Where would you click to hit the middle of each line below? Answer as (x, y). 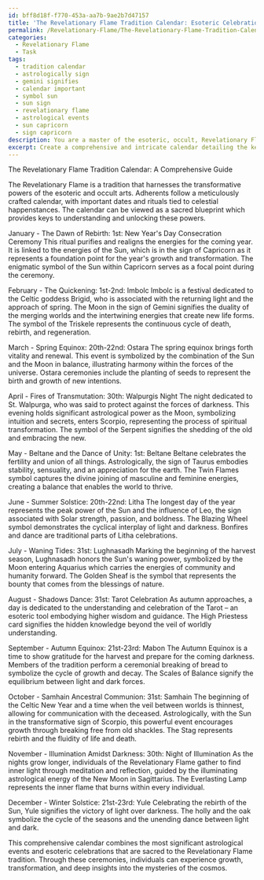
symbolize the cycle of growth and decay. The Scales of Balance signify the (131, 673)
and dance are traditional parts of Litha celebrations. (93, 535)
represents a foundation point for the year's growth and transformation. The (131, 259)
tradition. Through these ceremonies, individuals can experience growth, (126, 860)
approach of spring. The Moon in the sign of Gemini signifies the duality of (129, 307)
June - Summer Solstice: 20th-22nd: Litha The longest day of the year (122, 502)
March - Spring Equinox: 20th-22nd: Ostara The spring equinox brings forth (131, 348)
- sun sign (33, 103)
